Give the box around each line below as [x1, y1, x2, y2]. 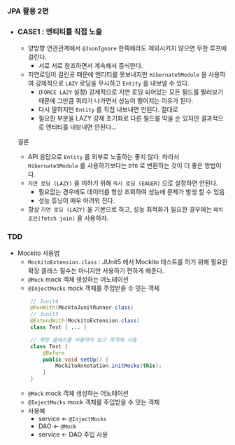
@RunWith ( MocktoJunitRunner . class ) [30, 304, 134, 311]
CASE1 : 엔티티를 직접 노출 [17, 27, 103, 36]
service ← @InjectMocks [38, 415, 107, 423]
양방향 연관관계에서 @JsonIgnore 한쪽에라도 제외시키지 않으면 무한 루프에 [27, 44, 227, 53]
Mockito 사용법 [17, 249, 60, 257]
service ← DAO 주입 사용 [38, 430, 108, 439]
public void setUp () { [43, 356, 109, 363]
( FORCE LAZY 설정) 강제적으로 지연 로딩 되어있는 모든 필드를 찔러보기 [38, 88, 224, 96]
